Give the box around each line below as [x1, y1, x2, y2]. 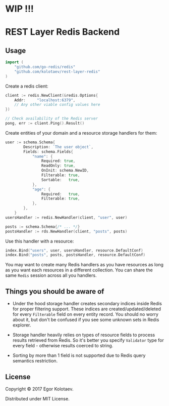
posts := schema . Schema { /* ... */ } [5, 224, 80, 229]
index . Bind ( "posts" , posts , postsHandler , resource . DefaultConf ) [5, 253, 145, 258]
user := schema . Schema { [5, 140, 55, 145]
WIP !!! [5, 3, 34, 15]
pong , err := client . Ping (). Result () [5, 121, 85, 126]
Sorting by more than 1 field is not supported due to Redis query [12, 352, 146, 358]
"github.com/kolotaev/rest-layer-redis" [14, 69, 100, 74]
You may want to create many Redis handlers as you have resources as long [5, 262, 164, 268]
